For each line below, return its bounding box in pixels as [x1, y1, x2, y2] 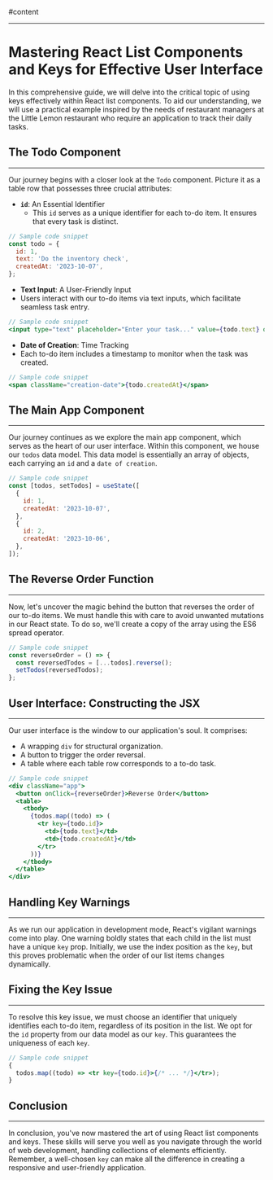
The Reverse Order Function [8, 572, 154, 586]
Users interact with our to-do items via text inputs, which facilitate [19, 293, 241, 303]
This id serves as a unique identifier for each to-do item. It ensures [32, 208, 258, 217]
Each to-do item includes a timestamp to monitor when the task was [19, 349, 249, 358]
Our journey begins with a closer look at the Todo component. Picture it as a [8, 174, 261, 184]
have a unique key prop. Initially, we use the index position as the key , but [8, 942, 253, 951]
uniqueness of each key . [8, 1037, 90, 1047]
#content [8, 7, 39, 16]
